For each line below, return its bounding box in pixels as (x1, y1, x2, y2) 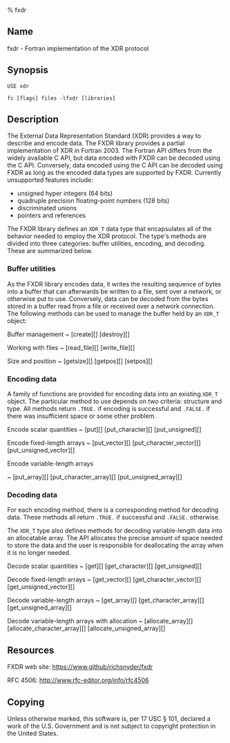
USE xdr (7, 82, 30, 89)
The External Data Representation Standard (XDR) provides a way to (7, 131, 202, 140)
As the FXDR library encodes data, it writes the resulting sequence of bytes (7, 279, 222, 288)
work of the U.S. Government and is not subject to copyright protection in (7, 722, 216, 730)
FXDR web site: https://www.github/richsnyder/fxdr (7, 663, 153, 671)
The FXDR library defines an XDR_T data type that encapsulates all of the (7, 225, 212, 233)
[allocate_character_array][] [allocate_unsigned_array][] (7, 624, 166, 632)
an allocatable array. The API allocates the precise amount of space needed (7, 534, 223, 542)
